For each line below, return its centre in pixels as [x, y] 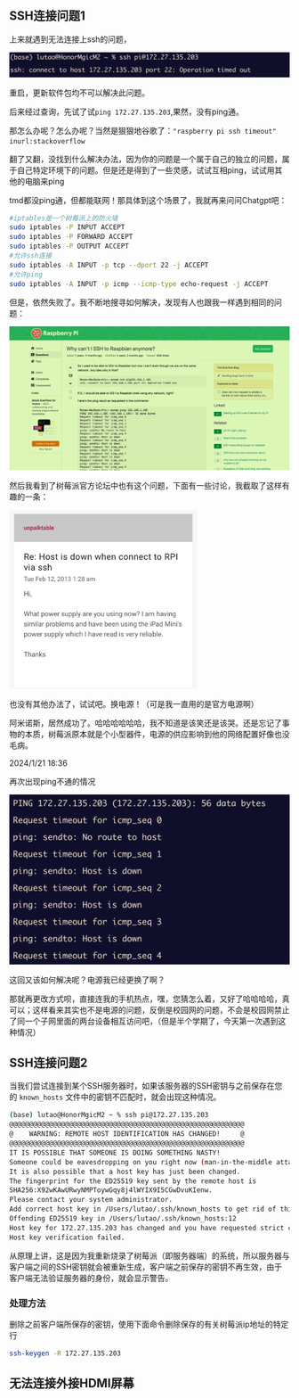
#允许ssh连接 [31, 256]
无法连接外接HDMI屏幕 [72, 1383]
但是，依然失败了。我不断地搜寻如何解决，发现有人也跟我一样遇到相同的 [141, 302]
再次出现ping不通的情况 [53, 782]
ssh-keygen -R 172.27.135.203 [65, 1353]
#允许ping [26, 275]
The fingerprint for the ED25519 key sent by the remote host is [133, 1181]
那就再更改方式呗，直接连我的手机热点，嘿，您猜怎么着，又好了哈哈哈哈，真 [149, 999]
